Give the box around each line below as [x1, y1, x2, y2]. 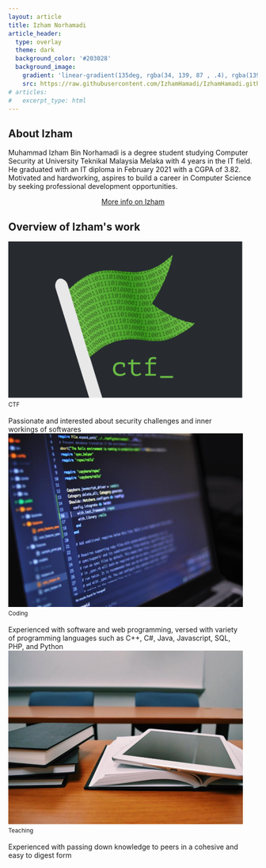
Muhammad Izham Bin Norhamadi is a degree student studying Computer [8, 148, 249, 158]
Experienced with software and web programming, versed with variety [8, 625, 238, 635]
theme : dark [15, 46, 55, 55]
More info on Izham [101, 197, 165, 206]
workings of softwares [8, 424, 82, 434]
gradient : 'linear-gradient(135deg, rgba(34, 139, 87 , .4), [22, 71, 228, 79]
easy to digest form [8, 851, 72, 860]
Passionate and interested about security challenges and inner [8, 416, 212, 425]
